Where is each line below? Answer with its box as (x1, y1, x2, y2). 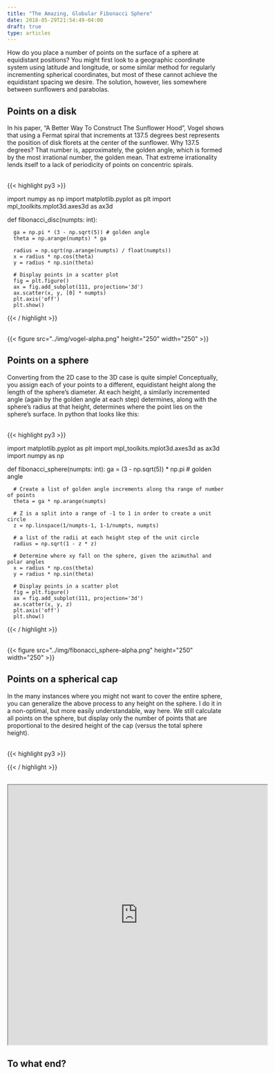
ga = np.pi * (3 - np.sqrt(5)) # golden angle (13, 229, 150, 236)
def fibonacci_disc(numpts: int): (7, 215, 98, 224)
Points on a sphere (7, 355, 89, 367)
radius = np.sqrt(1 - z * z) (13, 540, 97, 547)
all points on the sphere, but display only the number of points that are (7, 714, 207, 722)
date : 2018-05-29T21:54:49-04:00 (7, 17, 104, 24)
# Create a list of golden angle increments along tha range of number (13, 486, 225, 493)
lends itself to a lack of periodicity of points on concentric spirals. (7, 161, 193, 169)
